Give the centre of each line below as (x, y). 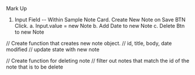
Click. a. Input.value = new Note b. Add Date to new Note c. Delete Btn (100, 26)
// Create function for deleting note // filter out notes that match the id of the (98, 61)
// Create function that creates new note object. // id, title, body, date (89, 43)
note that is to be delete (35, 67)
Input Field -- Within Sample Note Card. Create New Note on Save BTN (100, 19)
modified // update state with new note (53, 49)
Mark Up (17, 8)
